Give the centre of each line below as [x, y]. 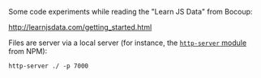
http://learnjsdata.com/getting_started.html [80, 27]
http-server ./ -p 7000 [49, 66]
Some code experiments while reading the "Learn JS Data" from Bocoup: [130, 12]
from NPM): [28, 51]
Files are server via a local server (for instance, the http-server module [128, 43]
